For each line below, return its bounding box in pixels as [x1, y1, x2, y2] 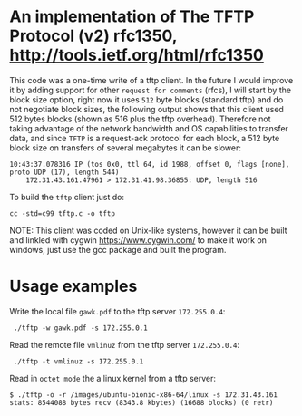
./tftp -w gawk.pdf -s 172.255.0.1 [13, 324, 148, 333]
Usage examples [9, 276, 138, 296]
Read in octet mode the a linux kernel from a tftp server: [9, 372, 216, 383]
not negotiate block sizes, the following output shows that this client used [9, 103, 284, 114]
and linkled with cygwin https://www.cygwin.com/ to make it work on [9, 234, 268, 246]
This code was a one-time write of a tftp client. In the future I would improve [9, 74, 294, 85]
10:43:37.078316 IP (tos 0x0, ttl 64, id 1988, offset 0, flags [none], [9, 160, 290, 169]
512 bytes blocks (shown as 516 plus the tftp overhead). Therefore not [9, 113, 271, 124]
